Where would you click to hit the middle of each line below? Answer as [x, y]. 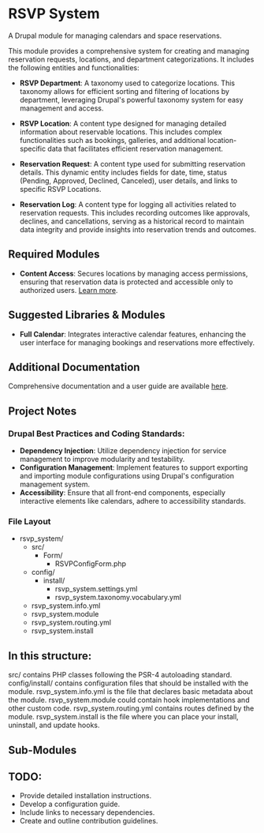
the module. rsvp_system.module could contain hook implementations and [129, 700]
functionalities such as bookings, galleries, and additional [113, 140]
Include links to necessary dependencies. [87, 812]
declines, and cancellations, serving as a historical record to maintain [132, 221]
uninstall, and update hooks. [54, 725]
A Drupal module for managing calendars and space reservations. [115, 36]
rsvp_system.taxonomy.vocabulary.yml [118, 598]
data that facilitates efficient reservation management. [135, 148]
